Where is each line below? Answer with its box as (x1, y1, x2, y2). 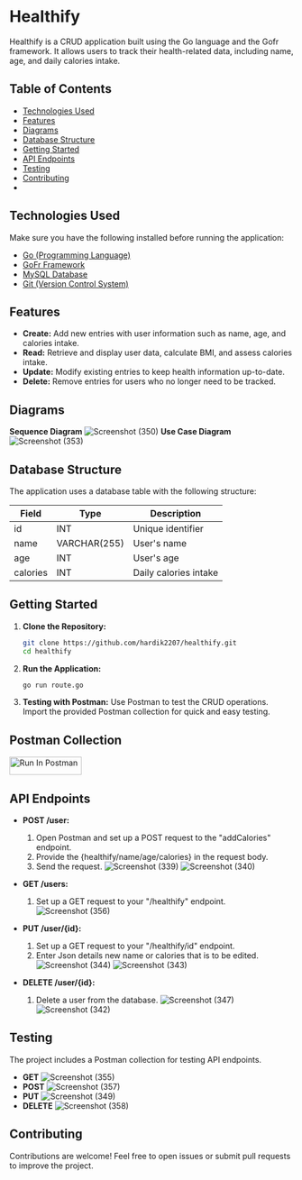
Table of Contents (9, 81, 113, 96)
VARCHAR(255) (56, 537, 124, 549)
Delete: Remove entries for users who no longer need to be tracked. (22, 376, 277, 387)
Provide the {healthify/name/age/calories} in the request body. (35, 852, 269, 863)
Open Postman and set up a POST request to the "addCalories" (35, 832, 271, 844)
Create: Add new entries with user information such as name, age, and (22, 328, 287, 339)
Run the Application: (22, 663, 102, 673)
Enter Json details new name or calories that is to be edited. (35, 950, 259, 961)
